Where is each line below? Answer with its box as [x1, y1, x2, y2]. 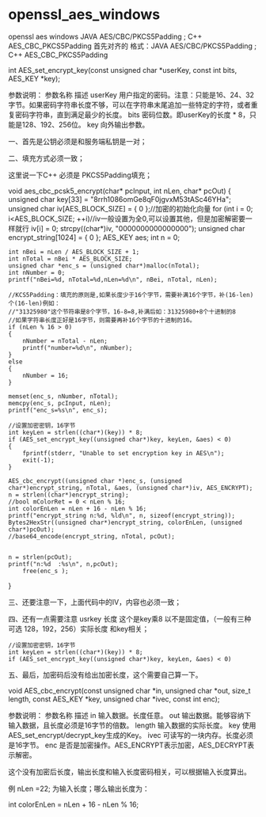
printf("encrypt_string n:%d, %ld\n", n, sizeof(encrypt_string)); [8, 511, 236, 519]
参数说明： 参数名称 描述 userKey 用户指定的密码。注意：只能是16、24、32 [8, 89, 255, 100]
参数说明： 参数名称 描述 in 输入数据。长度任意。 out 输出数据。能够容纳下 [8, 710, 252, 720]
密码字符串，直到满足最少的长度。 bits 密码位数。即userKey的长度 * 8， [14, 109, 250, 120]
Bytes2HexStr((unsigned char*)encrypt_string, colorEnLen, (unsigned [8, 519, 243, 526]
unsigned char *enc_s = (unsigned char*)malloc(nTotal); [8, 261, 200, 270]
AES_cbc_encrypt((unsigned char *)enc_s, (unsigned [8, 477, 182, 484]
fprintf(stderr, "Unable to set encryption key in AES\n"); [22, 449, 225, 457]
